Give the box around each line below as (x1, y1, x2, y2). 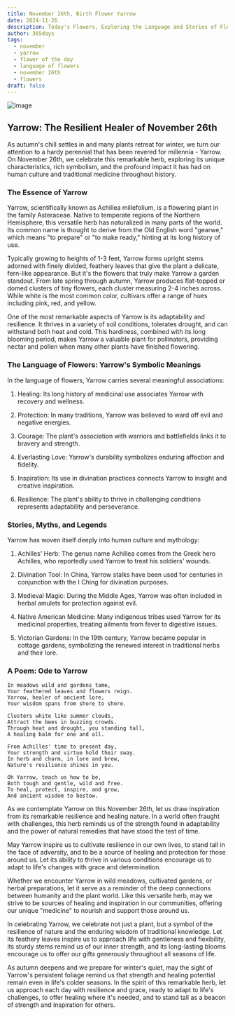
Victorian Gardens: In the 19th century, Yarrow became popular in (17, 633, 206, 642)
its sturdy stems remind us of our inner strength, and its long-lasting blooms (7, 942, 226, 951)
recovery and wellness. (17, 397, 85, 406)
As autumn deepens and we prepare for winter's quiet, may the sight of (7, 963, 213, 972)
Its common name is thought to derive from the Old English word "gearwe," (7, 226, 224, 234)
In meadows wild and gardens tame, (7, 682, 111, 689)
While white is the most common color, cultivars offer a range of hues (7, 292, 208, 300)
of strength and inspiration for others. (7, 1001, 115, 1009)
